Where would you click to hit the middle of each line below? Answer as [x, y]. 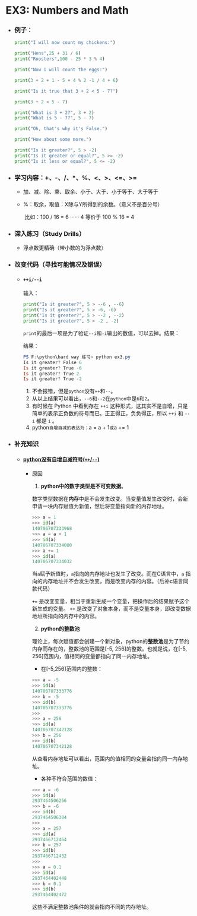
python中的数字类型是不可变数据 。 [84, 486]
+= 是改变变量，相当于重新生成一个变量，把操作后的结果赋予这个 [111, 601]
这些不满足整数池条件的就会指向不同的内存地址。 [92, 907]
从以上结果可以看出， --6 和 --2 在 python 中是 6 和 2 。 [92, 399]
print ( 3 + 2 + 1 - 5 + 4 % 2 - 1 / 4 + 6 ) [66, 80]
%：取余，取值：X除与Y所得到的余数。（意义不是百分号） [93, 204]
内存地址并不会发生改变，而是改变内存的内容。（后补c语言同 [115, 581]
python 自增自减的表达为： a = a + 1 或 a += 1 [80, 428]
